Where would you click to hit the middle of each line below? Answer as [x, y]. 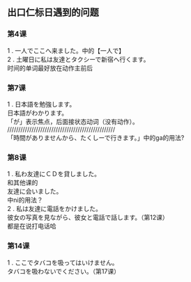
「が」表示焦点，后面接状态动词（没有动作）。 [73, 121]
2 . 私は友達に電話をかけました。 [55, 209]
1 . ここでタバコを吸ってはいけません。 [63, 263]
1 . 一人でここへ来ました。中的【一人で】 [66, 50]
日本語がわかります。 [38, 113]
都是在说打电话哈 [32, 226]
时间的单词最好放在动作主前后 [50, 68]
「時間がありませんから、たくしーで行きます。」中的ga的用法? [96, 137]
